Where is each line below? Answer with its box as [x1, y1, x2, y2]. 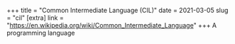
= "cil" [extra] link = [6, 13, 65, 22]
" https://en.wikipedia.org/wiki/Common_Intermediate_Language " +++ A [6, 21, 217, 29]
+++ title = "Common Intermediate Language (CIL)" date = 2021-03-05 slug [6, 6, 229, 14]
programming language [6, 28, 75, 37]
